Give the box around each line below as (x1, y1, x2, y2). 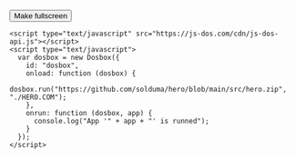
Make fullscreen (14, 11, 68, 21)
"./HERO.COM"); (9, 93, 67, 102)
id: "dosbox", (25, 61, 79, 70)
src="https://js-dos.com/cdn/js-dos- (135, 29, 280, 38)
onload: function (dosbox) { (25, 69, 137, 78)
